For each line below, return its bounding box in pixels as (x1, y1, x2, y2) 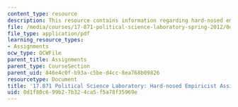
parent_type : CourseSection (7, 63, 91, 70)
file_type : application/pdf (7, 30, 91, 37)
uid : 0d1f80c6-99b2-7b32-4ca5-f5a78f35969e (7, 89, 138, 96)
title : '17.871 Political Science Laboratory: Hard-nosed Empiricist (7, 82, 217, 89)
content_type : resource (7, 10, 78, 18)
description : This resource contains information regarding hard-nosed (7, 17, 223, 24)
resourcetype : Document (7, 75, 78, 83)
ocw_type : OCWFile (7, 50, 62, 57)
